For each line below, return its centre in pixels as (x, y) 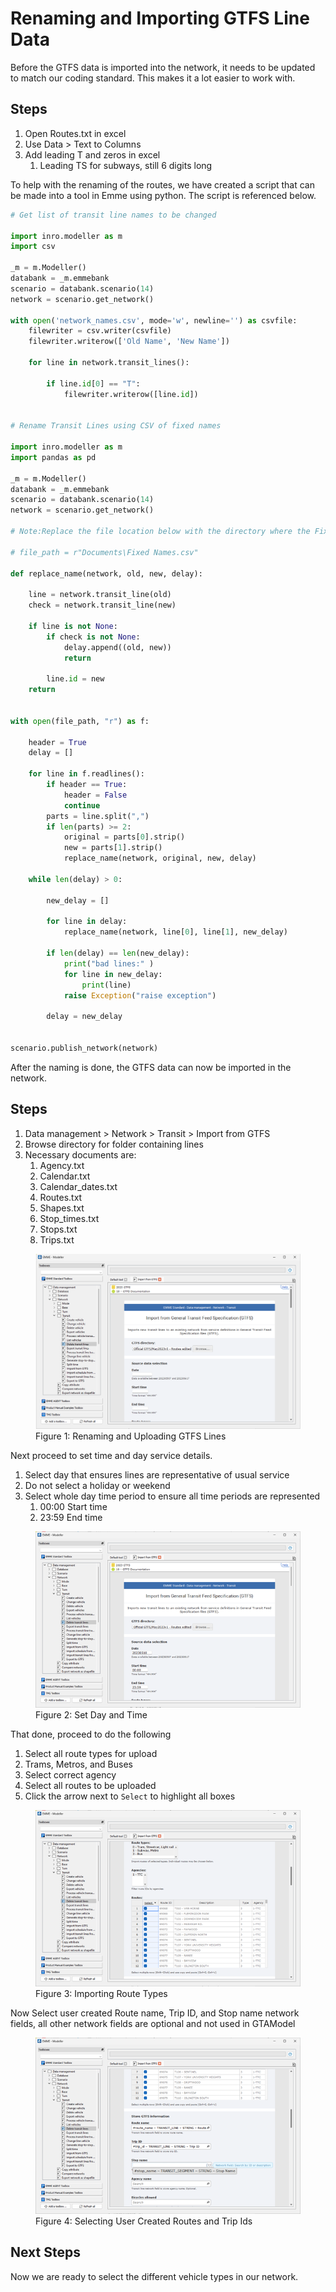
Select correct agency (70, 1774)
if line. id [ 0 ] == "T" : (93, 383)
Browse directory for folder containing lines (114, 1144)
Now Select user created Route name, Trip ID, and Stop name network (155, 2013)
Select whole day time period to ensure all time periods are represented (172, 1496)
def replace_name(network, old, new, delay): (106, 573)
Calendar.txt (65, 1176)
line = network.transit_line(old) (100, 595)
